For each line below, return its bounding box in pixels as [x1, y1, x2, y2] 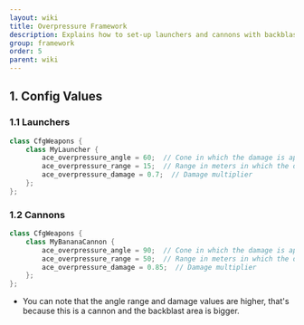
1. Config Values [9, 89, 103, 104]
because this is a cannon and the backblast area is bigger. [22, 305, 240, 317]
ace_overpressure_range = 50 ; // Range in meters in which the [42, 254, 290, 263]
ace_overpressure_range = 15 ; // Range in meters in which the [42, 162, 290, 171]
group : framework [9, 38, 75, 48]
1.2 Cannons [9, 208, 66, 221]
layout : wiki [9, 13, 59, 23]
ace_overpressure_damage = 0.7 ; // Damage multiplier [42, 170, 253, 179]
